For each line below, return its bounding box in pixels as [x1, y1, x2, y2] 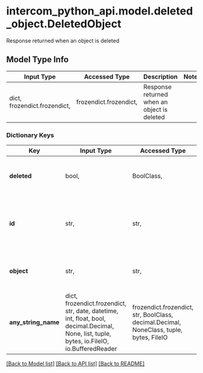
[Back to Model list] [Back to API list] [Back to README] [6, 360, 145, 368]
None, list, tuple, [65, 330, 112, 338]
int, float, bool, [65, 314, 106, 323]
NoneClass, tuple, [132, 326, 183, 334]
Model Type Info [6, 54, 69, 65]
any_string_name [9, 318, 60, 327]
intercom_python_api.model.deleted [6, 4, 193, 18]
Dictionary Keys [6, 131, 54, 139]
